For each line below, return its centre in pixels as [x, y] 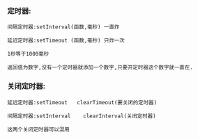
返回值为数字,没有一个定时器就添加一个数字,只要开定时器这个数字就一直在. [100, 67]
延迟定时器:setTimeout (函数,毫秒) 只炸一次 [66, 41]
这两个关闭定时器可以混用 [38, 129]
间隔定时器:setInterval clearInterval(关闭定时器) [82, 116]
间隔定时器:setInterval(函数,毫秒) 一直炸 [63, 27]
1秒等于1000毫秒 [28, 54]
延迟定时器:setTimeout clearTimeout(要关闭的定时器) [82, 102]
